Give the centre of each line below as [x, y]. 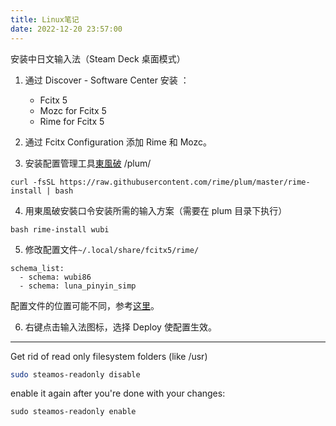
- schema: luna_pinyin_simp [78, 286]
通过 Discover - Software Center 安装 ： [107, 80]
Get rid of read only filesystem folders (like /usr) [109, 356]
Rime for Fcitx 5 [72, 121]
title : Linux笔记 [45, 19]
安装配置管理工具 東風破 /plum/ [88, 163]
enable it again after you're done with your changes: [118, 393]
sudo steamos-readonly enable [73, 412]
